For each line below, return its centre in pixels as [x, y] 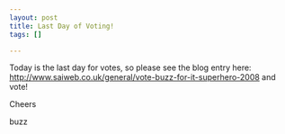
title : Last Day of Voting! [62, 26]
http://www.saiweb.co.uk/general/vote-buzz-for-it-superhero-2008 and [142, 77]
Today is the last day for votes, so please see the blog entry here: [130, 67]
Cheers [23, 104]
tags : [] [26, 34]
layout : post [34, 18]
